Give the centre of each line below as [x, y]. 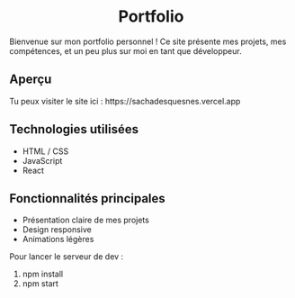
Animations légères [58, 239]
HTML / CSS [45, 151]
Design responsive [57, 230]
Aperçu [31, 80]
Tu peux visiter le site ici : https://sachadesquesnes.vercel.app [125, 101]
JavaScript [42, 160]
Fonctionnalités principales [88, 199]
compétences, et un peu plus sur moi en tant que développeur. [125, 50]
